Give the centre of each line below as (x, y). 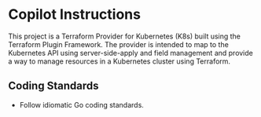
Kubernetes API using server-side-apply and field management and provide (130, 53)
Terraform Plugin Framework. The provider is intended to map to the (119, 44)
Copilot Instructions (75, 15)
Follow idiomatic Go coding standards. (81, 104)
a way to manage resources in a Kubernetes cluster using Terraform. (119, 61)
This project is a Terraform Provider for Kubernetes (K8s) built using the (125, 36)
